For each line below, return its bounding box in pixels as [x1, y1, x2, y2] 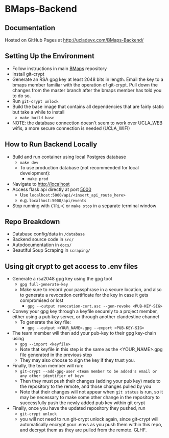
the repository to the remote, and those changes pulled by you [19, 383, 152, 389]
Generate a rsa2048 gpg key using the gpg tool [12, 276, 112, 282]
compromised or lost [19, 297, 64, 303]
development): [19, 170, 51, 176]
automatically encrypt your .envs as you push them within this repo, [19, 422, 163, 428]
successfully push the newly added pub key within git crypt [19, 400, 146, 406]
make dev [19, 160, 39, 165]
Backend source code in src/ [12, 236, 74, 243]
